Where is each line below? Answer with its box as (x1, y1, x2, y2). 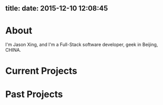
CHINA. (5, 47, 22, 53)
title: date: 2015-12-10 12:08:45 (5, 4, 108, 13)
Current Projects (5, 65, 77, 76)
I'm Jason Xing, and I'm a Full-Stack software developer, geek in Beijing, (5, 41, 158, 48)
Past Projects (5, 88, 63, 100)
